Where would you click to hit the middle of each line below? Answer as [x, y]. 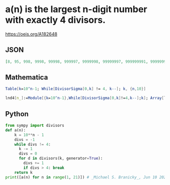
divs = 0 [28, 154]
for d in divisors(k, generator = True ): [60, 158]
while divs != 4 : [33, 144]
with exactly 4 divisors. [55, 20]
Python [17, 114]
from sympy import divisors [35, 125]
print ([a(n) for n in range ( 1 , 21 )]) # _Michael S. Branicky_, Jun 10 [81, 177]
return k [24, 172]
